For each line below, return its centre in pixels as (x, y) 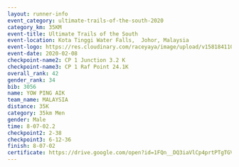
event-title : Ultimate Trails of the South (73, 34)
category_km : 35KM (34, 27)
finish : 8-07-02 (31, 146)
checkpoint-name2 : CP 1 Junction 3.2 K (67, 60)
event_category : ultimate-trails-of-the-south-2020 (85, 21)
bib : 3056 (22, 87)
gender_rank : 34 (31, 80)
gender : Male (27, 119)
